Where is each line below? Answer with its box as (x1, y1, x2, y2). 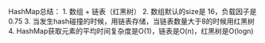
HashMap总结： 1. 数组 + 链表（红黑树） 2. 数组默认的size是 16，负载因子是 (8, 7, 257, 16)
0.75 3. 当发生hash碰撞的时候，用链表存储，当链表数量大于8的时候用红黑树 (8, 16, 255, 26)
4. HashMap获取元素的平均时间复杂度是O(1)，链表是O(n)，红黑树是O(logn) (8, 27, 254, 35)
